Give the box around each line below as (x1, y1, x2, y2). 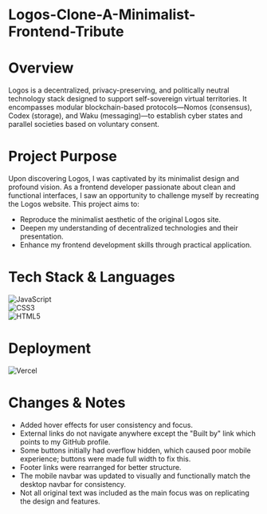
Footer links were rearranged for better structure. (19, 462, 182, 472)
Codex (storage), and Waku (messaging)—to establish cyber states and (8, 111, 243, 121)
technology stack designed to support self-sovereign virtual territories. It (8, 94, 247, 104)
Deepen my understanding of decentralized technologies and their (19, 223, 239, 233)
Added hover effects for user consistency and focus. (19, 420, 194, 429)
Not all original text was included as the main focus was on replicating (19, 488, 249, 497)
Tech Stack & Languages (8, 268, 175, 287)
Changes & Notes (8, 393, 126, 412)
